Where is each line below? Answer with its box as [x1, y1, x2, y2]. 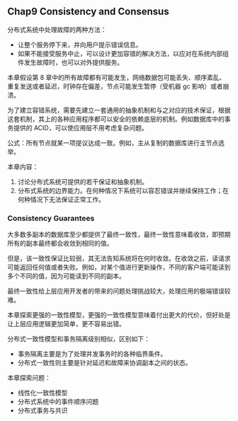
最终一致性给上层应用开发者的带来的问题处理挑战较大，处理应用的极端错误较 [7, 287, 231, 296]
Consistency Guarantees [7, 213, 95, 223]
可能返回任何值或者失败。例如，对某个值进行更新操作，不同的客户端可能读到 [7, 263, 231, 272]
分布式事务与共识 [17, 406, 68, 415]
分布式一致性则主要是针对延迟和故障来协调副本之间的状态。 [17, 359, 192, 367]
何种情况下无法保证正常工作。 [17, 195, 105, 204]
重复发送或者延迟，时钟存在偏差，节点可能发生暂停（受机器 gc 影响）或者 [7, 81, 223, 91]
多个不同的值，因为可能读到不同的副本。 [7, 272, 125, 280]
